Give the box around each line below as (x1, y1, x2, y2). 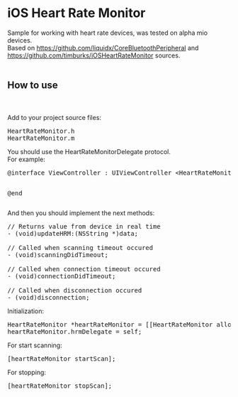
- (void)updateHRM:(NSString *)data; (7, 229, 139, 237)
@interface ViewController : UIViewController (7, 168, 172, 177)
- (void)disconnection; (7, 293, 90, 301)
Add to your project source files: (7, 113, 101, 121)
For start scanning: (7, 341, 62, 349)
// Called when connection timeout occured (7, 265, 161, 273)
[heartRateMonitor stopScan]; (7, 381, 113, 390)
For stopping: (7, 368, 46, 376)
